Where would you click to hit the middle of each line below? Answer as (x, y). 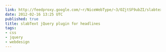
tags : (11, 28)
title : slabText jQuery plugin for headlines (53, 24)
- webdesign (17, 42)
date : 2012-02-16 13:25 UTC (34, 14)
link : (11, 10)
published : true (22, 19)
